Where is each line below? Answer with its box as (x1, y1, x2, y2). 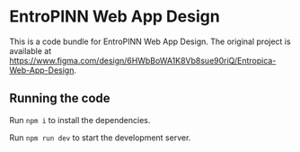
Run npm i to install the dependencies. (9, 114, 151, 125)
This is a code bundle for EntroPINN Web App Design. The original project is (9, 36, 291, 47)
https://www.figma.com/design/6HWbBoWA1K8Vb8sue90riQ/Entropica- (9, 55, 277, 66)
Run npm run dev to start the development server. (9, 132, 191, 143)
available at (9, 45, 52, 56)
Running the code (9, 91, 110, 106)
